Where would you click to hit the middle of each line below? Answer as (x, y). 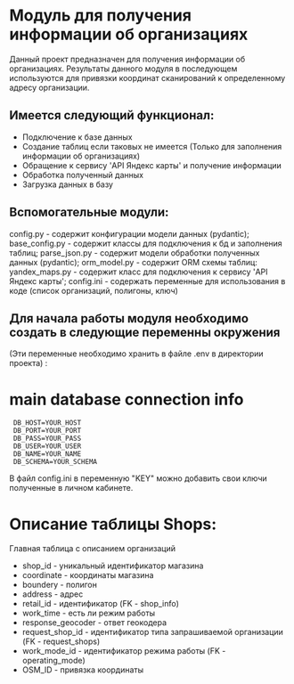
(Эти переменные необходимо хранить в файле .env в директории (137, 354)
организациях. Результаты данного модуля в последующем (123, 69)
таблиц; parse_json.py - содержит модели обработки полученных (135, 252)
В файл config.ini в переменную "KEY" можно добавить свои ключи (138, 478)
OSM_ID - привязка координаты (83, 670)
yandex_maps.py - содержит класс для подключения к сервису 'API (139, 272)
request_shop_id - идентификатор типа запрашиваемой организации (152, 632)
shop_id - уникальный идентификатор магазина (113, 566)
